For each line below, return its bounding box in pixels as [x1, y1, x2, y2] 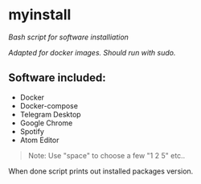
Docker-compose [19, 100, 79, 110]
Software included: [8, 71, 106, 85]
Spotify [19, 126, 44, 136]
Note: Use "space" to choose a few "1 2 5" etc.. [27, 150, 186, 160]
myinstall [8, 6, 72, 24]
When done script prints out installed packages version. [8, 166, 194, 176]
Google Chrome [19, 118, 73, 128]
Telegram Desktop [19, 109, 82, 119]
